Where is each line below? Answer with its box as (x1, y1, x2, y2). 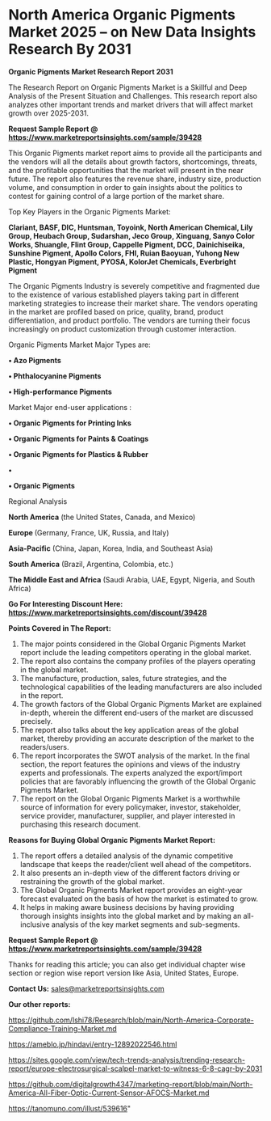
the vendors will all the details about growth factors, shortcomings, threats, (8, 156, 258, 167)
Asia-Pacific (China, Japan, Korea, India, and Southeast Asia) (8, 544, 214, 553)
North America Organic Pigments (8, 6, 236, 24)
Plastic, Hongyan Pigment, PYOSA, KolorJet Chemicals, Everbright (8, 256, 236, 266)
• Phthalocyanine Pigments (8, 370, 102, 381)
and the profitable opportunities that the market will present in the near (8, 165, 244, 175)
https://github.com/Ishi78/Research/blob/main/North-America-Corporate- (8, 1015, 254, 1025)
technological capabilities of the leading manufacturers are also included (19, 682, 262, 692)
